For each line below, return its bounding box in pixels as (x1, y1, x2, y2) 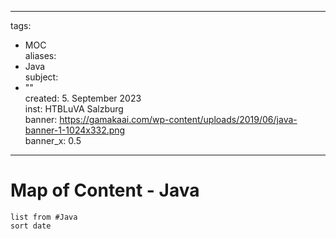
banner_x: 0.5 (24, 135, 82, 146)
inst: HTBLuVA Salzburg (24, 103, 124, 115)
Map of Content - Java (10, 179, 200, 202)
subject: (24, 71, 59, 83)
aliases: (24, 50, 57, 61)
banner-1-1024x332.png (24, 124, 126, 136)
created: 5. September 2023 (24, 92, 142, 104)
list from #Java (10, 212, 78, 222)
